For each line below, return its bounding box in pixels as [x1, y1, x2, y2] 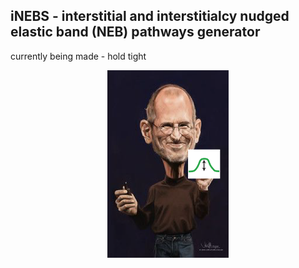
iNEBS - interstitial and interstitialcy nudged [10, 8, 290, 25]
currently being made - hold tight [10, 50, 147, 62]
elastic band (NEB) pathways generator [10, 24, 261, 41]
